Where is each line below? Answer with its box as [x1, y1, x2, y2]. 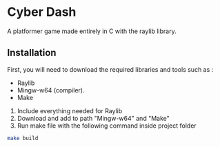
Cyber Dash [7, 4, 77, 20]
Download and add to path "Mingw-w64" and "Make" [17, 114, 170, 122]
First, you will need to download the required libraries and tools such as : [7, 65, 214, 73]
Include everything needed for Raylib [17, 106, 123, 115]
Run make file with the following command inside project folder [17, 121, 197, 130]
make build [7, 135, 39, 141]
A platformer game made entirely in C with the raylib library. [7, 27, 177, 35]
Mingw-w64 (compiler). [17, 86, 85, 94]
